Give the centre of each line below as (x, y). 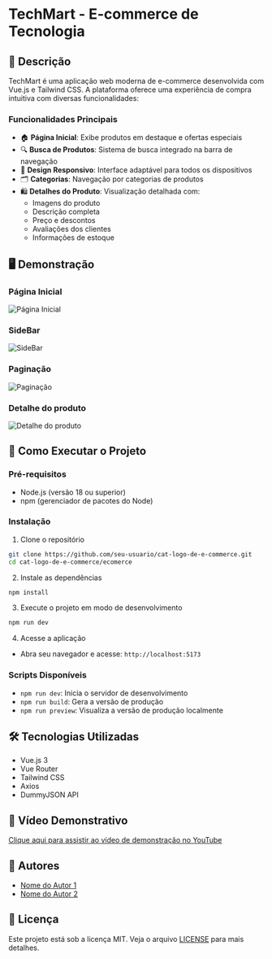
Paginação (30, 369)
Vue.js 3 (34, 761)
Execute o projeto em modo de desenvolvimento (101, 608)
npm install (28, 592)
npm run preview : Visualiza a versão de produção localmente (121, 710)
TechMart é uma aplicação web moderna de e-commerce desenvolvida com (136, 81)
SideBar (24, 330)
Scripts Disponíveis (47, 675)
